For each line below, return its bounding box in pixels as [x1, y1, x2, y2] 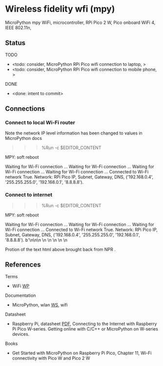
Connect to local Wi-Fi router [5, 119, 76, 126]
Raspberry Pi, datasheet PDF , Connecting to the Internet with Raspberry [12, 321, 157, 327]
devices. [12, 331, 30, 337]
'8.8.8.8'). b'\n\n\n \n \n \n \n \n [5, 237, 67, 243]
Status [5, 39, 26, 47]
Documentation [5, 292, 36, 298]
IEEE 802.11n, [5, 24, 32, 30]
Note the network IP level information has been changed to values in [5, 130, 143, 136]
